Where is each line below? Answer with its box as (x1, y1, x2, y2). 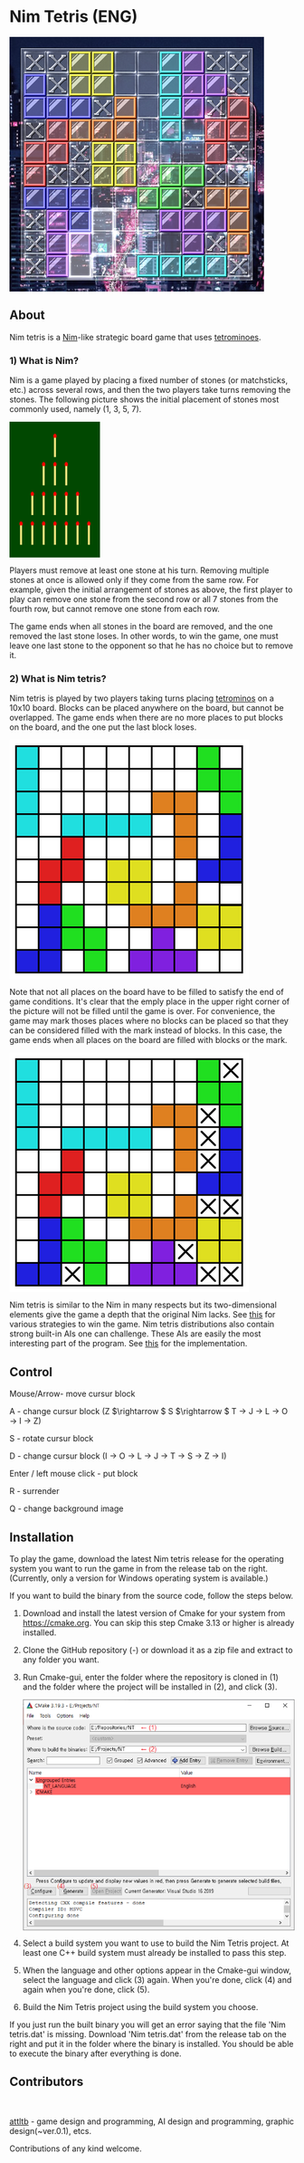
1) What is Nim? (9, 354, 80, 367)
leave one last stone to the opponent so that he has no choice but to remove (9, 640, 294, 651)
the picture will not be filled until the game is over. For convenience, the (9, 1006, 276, 1017)
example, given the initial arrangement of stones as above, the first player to (9, 584, 293, 595)
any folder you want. (22, 1654, 100, 1665)
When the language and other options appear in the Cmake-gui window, (22, 1965, 292, 1976)
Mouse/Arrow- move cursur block (9, 1388, 136, 1400)
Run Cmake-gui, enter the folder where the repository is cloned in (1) (22, 1671, 279, 1682)
